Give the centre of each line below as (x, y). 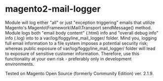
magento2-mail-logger (53, 9)
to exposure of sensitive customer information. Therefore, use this (72, 53)
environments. (20, 64)
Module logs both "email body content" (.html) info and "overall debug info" (82, 33)
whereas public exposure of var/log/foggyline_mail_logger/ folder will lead (80, 48)
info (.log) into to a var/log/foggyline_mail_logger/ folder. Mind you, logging (81, 38)
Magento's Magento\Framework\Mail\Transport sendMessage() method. (79, 27)
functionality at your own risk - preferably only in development (68, 59)
